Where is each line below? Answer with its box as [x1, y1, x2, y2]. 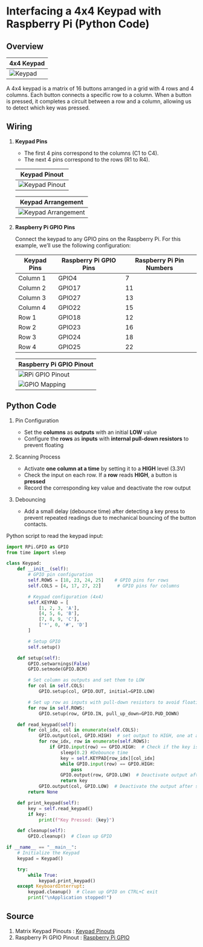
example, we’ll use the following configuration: [14, 241, 131, 249]
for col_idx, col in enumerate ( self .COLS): [28, 727, 139, 733]
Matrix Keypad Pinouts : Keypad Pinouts [14, 927, 115, 934]
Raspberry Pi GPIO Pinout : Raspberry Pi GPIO [14, 934, 130, 941]
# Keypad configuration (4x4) [28, 594, 104, 600]
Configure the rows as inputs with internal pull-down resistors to [24, 434, 189, 442]
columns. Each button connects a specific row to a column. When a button [6, 91, 192, 98]
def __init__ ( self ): [17, 566, 69, 572]
